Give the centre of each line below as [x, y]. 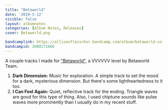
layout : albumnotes [25, 24]
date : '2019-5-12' [24, 14]
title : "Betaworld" [25, 10]
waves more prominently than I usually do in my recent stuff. [74, 102]
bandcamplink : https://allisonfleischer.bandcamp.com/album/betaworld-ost [85, 42]
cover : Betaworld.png [28, 33]
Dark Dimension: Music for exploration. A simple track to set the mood [85, 76]
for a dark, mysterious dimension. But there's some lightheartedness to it [87, 81]
